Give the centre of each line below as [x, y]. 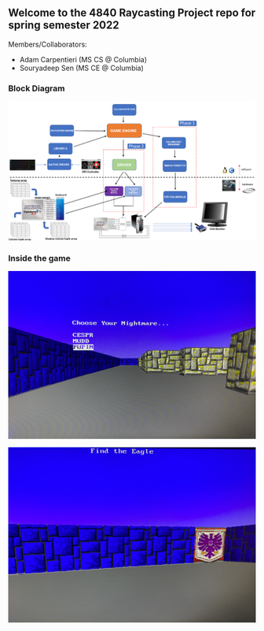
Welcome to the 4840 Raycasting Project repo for [132, 13]
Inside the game [39, 258]
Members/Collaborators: [48, 44]
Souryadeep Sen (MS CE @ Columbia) [81, 68]
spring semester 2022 [64, 26]
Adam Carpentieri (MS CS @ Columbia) [83, 59]
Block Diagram [37, 88]
